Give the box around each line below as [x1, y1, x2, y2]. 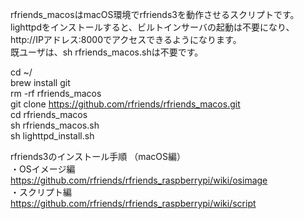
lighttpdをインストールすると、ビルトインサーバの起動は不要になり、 [10, 21, 295, 33]
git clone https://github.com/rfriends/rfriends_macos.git [10, 98, 241, 110]
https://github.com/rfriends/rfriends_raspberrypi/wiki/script [10, 198, 257, 209]
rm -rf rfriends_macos [10, 88, 102, 99]
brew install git [10, 77, 71, 88]
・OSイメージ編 [10, 163, 76, 175]
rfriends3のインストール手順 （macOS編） [10, 151, 186, 162]
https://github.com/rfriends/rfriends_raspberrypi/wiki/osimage [10, 174, 268, 186]
